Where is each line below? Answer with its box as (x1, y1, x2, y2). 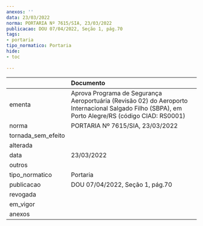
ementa (9, 100, 31, 109)
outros (9, 161, 28, 169)
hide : (6, 48, 20, 54)
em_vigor (9, 200, 35, 208)
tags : (6, 31, 20, 37)
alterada (9, 141, 33, 149)
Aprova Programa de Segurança (71, 89, 162, 97)
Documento (71, 79, 106, 87)
